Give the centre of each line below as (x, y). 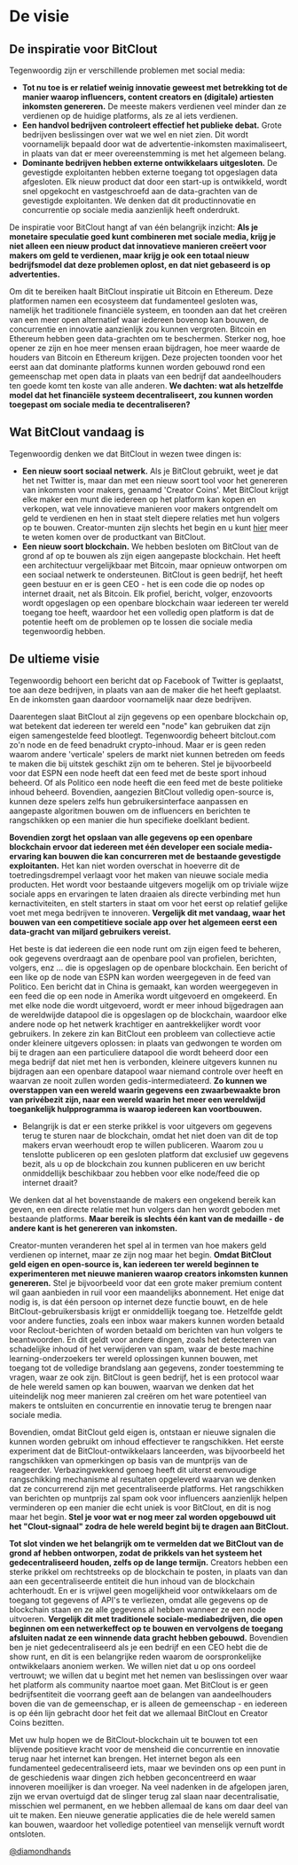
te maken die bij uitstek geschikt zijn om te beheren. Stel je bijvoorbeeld (141, 764)
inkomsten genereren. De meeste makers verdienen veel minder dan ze (154, 106)
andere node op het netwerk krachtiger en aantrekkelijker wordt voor (135, 1024)
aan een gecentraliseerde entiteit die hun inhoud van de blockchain (132, 1581)
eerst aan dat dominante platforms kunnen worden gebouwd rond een (137, 367)
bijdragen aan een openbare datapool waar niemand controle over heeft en (146, 1071)
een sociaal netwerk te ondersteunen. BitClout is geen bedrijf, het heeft (152, 575)
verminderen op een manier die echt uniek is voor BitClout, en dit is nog (140, 1507)
